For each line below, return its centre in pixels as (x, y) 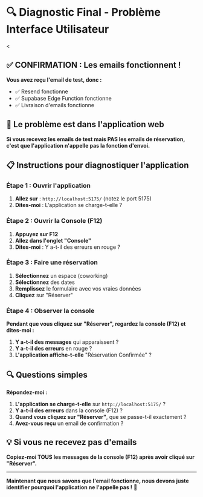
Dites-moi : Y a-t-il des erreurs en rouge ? (68, 247)
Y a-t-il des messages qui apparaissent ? (67, 342)
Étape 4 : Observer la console (50, 311)
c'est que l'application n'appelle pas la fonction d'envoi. (78, 145)
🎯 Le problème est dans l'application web (85, 124)
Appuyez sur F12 (37, 234)
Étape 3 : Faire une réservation (52, 263)
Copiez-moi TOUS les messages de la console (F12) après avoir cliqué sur (101, 457)
